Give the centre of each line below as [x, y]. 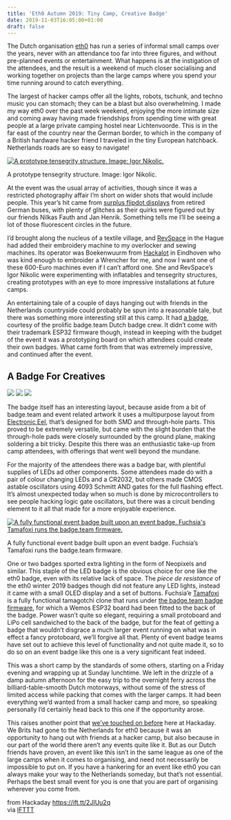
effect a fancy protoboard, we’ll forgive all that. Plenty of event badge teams [115, 637]
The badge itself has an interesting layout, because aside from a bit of [107, 407]
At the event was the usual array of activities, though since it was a [102, 188]
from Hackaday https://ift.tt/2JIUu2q [59, 803]
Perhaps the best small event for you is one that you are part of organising [113, 782]
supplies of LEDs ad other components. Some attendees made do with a [110, 472]
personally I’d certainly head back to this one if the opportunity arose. [106, 709]
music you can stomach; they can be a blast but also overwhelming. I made [114, 104]
